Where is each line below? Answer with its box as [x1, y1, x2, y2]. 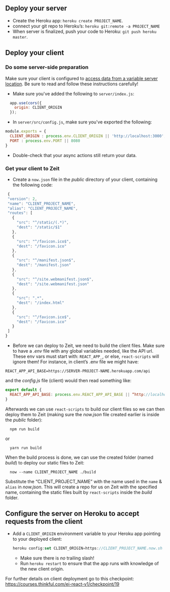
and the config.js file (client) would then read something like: [5, 378, 132, 384]
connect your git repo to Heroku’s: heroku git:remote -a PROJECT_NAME [12, 23, 160, 29]
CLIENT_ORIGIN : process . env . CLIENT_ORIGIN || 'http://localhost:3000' [10, 134, 164, 139]
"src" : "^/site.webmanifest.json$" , [16, 276, 94, 282]
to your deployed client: [12, 536, 62, 542]
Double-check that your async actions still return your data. [12, 152, 137, 158]
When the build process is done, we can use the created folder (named [5, 454, 153, 460]
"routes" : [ [7, 210, 33, 215]
